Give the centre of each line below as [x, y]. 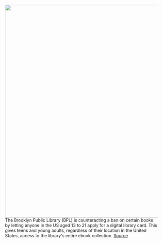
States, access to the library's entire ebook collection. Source [66, 235]
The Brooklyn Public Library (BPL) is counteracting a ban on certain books [79, 220]
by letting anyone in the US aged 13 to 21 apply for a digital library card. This [81, 225]
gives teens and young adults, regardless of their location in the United [76, 230]
